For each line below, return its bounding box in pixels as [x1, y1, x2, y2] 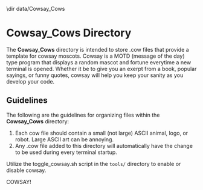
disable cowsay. [6, 167, 47, 174]
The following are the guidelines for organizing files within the [6, 111, 160, 118]
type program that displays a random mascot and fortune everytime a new [6, 58, 192, 66]
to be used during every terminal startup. [14, 149, 118, 156]
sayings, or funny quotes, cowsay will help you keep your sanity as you [6, 72, 184, 79]
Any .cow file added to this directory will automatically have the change [14, 142, 193, 149]
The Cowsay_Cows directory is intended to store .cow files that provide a [6, 46, 189, 53]
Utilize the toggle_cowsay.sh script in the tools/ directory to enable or [6, 160, 181, 167]
